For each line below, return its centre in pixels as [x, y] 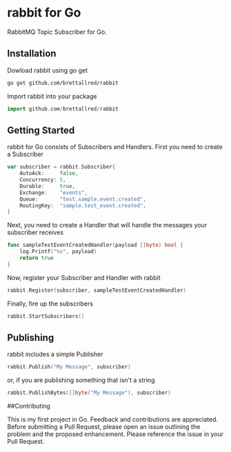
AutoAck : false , [49, 173]
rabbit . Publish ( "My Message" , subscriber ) [69, 367]
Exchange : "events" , [54, 192]
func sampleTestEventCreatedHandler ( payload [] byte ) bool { [96, 245]
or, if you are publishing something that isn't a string [81, 380]
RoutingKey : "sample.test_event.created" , [83, 205]
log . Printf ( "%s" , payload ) [58, 252]
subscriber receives [36, 232]
